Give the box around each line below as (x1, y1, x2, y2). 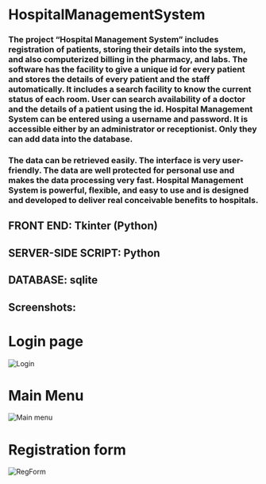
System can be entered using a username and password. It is (8, 114, 249, 125)
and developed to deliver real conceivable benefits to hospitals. (8, 195, 259, 206)
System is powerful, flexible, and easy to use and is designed (8, 185, 249, 196)
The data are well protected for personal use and (43, 165, 235, 176)
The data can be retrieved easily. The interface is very (8, 155, 221, 166)
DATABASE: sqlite (8, 273, 98, 287)
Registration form (8, 440, 127, 459)
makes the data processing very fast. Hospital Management (8, 175, 244, 186)
